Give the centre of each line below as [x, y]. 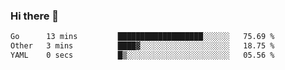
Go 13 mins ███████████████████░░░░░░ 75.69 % [142, 37]
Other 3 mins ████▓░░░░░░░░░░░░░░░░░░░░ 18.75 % [142, 46]
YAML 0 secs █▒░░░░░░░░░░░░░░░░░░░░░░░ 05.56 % [142, 55]
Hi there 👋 [35, 16]
